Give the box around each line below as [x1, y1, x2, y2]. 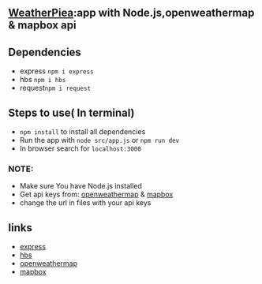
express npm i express [19, 66, 94, 76]
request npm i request [19, 83, 92, 93]
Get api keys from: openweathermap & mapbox [19, 189, 174, 200]
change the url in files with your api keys [19, 198, 152, 207]
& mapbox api [8, 19, 77, 32]
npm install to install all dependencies [19, 127, 146, 136]
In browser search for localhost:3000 [19, 144, 142, 153]
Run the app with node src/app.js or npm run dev [19, 136, 180, 145]
